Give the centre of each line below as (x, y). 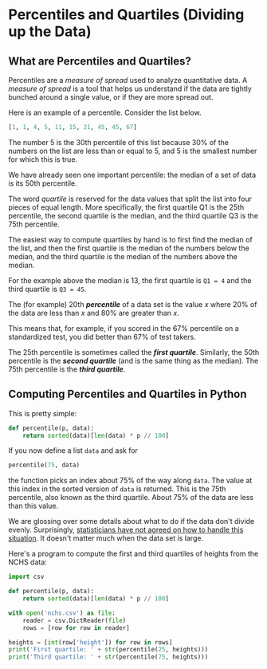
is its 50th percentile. (43, 183)
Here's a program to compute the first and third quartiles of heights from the (133, 554)
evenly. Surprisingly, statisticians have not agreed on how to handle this (126, 530)
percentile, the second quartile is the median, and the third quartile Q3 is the (133, 215)
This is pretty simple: (43, 413)
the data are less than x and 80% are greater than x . (94, 313)
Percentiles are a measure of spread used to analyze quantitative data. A (128, 80)
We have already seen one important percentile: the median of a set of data (132, 175)
